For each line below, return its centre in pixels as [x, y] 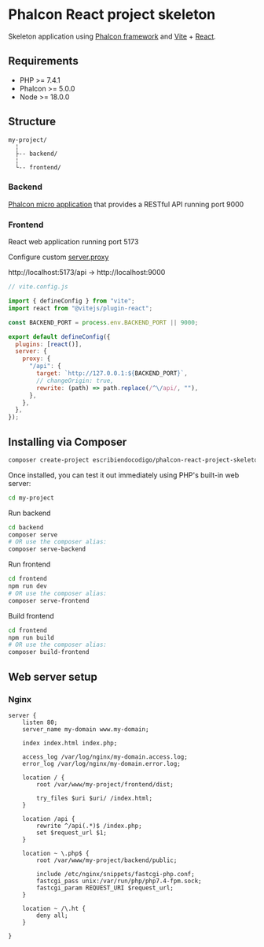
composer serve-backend [47, 549]
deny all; [52, 915]
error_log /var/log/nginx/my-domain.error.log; [101, 763]
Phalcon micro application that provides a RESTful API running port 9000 [126, 204]
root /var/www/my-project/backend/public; [107, 860]
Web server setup [53, 676]
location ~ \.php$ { [56, 853]
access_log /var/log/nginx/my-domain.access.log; [105, 757]
